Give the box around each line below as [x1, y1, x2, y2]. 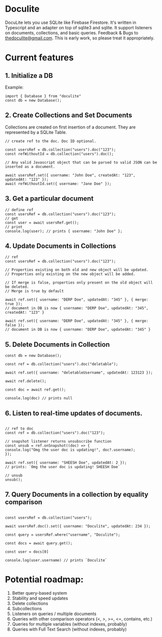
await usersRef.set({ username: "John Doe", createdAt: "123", [5, 173, 136, 178]
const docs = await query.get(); [5, 541, 73, 546]
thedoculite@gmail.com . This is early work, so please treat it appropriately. [5, 35, 155, 41]
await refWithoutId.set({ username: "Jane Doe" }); [5, 181, 112, 186]
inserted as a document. [5, 164, 55, 169]
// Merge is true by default [5, 289, 64, 294]
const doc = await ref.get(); [5, 387, 66, 392]
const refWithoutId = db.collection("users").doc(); [5, 151, 114, 156]
